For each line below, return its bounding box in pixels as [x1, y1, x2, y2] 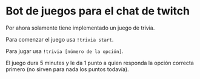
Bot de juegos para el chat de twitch [5, 4, 190, 18]
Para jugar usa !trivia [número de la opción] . [5, 47, 124, 55]
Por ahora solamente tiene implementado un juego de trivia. [5, 24, 155, 31]
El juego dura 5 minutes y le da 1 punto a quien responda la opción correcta [5, 59, 195, 66]
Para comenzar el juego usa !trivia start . [5, 36, 114, 43]
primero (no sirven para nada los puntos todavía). [5, 65, 129, 73]
